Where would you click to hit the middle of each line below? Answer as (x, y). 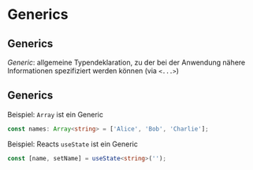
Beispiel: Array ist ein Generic (56, 114)
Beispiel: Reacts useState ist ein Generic (73, 144)
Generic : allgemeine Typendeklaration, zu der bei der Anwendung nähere (126, 62)
